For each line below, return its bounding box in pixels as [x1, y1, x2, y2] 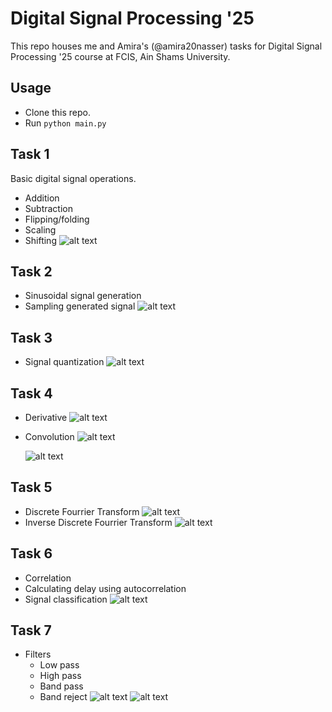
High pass [39, 670, 82, 682]
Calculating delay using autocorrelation [24, 582, 187, 594]
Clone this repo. [24, 106, 91, 118]
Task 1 [10, 146, 50, 163]
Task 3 [10, 329, 53, 346]
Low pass [39, 659, 80, 671]
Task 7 [10, 622, 52, 639]
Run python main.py [24, 117, 107, 129]
